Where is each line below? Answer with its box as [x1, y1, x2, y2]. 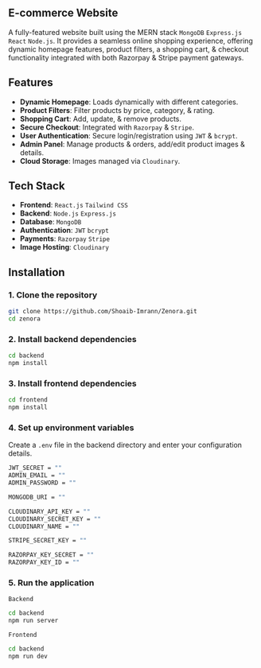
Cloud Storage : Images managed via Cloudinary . [19, 156, 181, 165]
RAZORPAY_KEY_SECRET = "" [8, 551, 94, 559]
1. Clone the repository [8, 289, 98, 301]
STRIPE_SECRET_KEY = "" [8, 537, 88, 545]
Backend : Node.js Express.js [19, 208, 117, 218]
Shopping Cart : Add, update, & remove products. [19, 114, 181, 123]
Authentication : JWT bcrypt [19, 226, 109, 235]
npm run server [8, 616, 59, 625]
